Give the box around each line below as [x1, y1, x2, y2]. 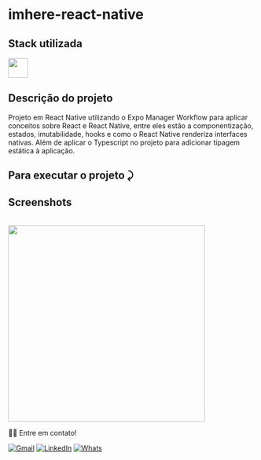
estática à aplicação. [8, 145, 75, 155]
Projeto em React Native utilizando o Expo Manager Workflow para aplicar [8, 112, 248, 122]
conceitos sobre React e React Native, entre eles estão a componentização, [8, 120, 254, 131]
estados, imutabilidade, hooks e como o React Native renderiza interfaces [8, 129, 248, 138]
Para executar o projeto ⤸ [8, 169, 134, 182]
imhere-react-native [8, 6, 144, 24]
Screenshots [8, 195, 72, 209]
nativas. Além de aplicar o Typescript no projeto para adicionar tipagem [8, 138, 241, 147]
